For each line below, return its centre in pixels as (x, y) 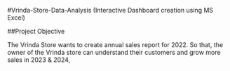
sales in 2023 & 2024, (39, 60)
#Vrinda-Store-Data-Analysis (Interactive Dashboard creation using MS (110, 10)
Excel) (16, 18)
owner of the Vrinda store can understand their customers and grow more (114, 52)
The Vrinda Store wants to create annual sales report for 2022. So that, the (115, 45)
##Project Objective (36, 31)
